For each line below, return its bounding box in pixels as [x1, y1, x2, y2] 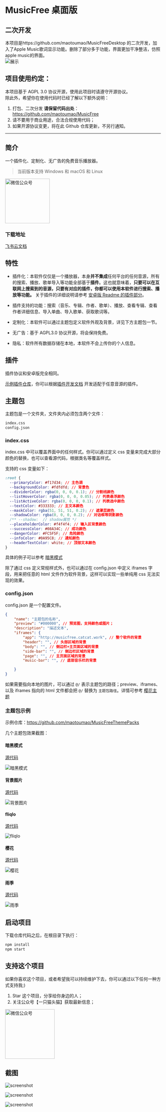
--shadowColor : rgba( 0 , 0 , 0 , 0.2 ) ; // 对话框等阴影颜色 [9, 512, 124, 518]
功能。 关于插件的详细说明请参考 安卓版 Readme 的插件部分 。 [21, 291, 147, 298]
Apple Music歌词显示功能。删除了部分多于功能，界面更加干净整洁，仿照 [13, 46, 161, 52]
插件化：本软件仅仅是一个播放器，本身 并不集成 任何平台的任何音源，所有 [12, 273, 160, 279]
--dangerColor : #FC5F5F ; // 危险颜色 [9, 531, 84, 536]
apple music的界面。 [5, 53, 47, 58]
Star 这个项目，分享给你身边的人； [12, 992, 83, 998]
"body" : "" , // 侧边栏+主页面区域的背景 [23, 644, 99, 649]
